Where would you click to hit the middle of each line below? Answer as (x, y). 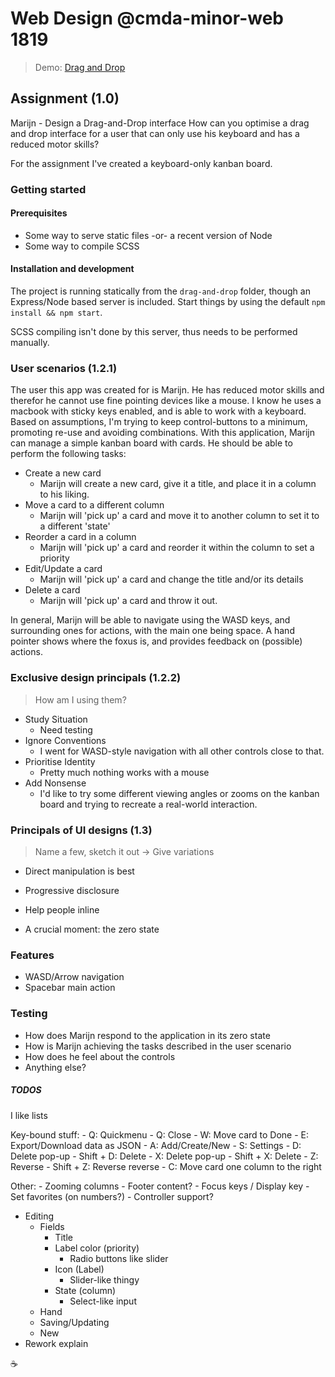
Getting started (48, 189)
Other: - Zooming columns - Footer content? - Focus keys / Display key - (160, 1186)
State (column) (85, 1290)
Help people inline (62, 909)
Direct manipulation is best (79, 871)
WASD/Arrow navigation (74, 977)
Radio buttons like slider (119, 1258)
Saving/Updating (74, 1322)
